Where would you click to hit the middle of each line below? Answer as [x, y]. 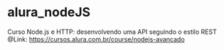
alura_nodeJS [49, 12]
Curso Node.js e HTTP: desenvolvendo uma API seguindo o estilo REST [112, 32]
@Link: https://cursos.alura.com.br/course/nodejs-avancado [96, 39]
